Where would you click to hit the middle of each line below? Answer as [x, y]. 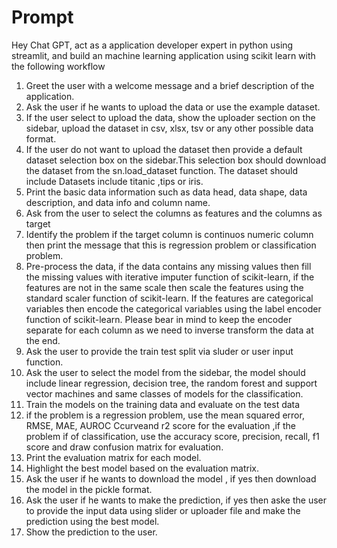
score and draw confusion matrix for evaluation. [124, 447]
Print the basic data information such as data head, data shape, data [166, 192]
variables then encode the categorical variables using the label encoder [173, 308]
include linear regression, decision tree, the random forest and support [171, 383]
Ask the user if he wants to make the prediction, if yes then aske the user [176, 500]
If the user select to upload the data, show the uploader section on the [170, 117]
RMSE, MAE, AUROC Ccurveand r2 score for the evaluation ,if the [160, 425]
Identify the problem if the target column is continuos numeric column [169, 234]
